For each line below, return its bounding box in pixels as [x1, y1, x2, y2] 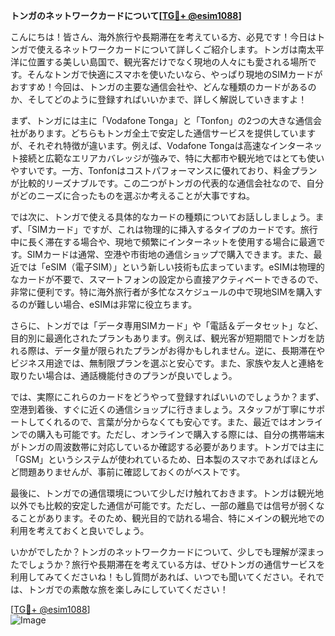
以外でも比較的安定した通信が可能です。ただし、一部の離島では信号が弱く [10, 500, 317, 511]
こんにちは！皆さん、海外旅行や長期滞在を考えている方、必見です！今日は [10, 31, 317, 43]
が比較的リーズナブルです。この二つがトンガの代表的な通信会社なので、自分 [10, 177, 325, 189]
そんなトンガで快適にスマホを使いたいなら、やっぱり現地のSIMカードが [26, 69, 323, 80]
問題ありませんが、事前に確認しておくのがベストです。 [18, 466, 246, 478]
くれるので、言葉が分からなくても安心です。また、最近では [44, 416, 289, 428]
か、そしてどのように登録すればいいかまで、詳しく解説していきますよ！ [10, 94, 308, 105]
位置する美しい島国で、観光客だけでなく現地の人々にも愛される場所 [27, 56, 308, 68]
